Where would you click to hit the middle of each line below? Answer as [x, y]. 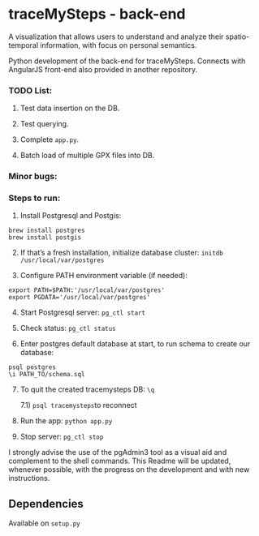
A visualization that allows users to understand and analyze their [116, 36]
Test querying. [44, 124]
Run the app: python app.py [66, 421]
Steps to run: [35, 198]
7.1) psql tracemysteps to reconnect [78, 405]
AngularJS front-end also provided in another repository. [103, 69]
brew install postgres [47, 231]
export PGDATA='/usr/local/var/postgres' [80, 298]
